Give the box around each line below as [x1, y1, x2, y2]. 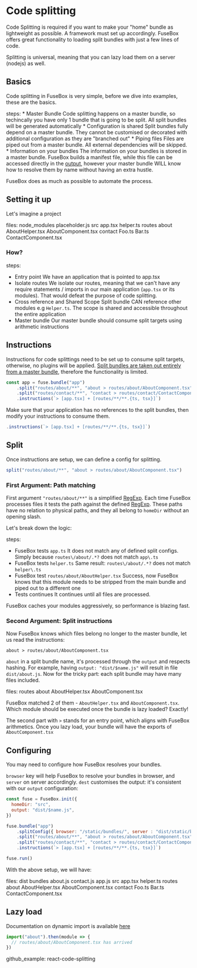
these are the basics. [6, 99, 57, 106]
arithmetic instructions [14, 323, 69, 330]
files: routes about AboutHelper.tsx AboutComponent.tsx [6, 688, 143, 695]
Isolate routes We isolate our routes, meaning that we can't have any [14, 279, 181, 286]
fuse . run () [6, 855, 33, 862]
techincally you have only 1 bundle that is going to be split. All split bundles [6, 116, 186, 123]
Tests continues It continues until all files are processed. [14, 591, 151, 598]
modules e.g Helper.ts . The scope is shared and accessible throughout [14, 304, 188, 312]
